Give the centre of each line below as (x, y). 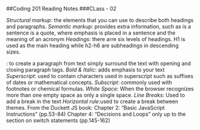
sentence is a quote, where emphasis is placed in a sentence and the (91, 33)
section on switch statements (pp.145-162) (58, 120)
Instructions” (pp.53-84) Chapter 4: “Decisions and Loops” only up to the (96, 114)
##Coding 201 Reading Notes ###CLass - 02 (61, 9)
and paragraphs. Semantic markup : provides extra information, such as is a (99, 27)
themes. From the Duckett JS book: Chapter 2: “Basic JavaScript (85, 108)
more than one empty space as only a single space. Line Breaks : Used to (96, 95)
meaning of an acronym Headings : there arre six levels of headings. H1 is (96, 39)
